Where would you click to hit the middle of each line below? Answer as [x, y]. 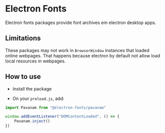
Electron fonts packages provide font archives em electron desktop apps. [81, 22]
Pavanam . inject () [32, 121]
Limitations [23, 38]
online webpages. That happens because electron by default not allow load [83, 55]
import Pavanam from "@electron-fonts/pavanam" [56, 107]
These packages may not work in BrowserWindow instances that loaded [77, 50]
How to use [23, 77]
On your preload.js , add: [38, 98]
